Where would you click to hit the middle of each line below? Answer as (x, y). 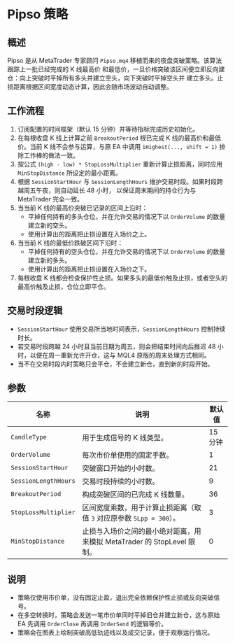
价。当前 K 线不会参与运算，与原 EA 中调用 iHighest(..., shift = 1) (117, 146)
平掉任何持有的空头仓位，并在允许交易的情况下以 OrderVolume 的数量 (127, 251)
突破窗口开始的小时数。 (121, 468)
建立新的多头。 (49, 260)
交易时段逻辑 (35, 311)
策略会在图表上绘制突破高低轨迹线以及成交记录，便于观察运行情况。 (115, 633)
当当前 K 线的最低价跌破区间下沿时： (70, 243)
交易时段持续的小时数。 (121, 481)
